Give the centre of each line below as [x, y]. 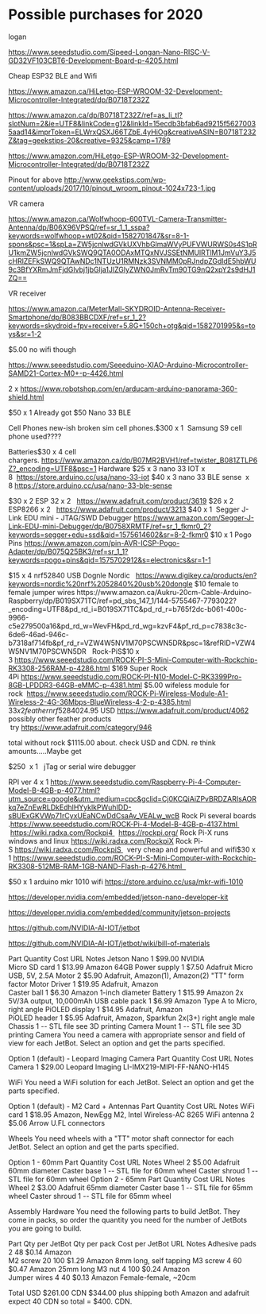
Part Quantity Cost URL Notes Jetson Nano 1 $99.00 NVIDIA [106, 958]
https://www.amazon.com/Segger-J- [194, 517]
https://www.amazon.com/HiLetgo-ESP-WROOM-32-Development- [119, 156]
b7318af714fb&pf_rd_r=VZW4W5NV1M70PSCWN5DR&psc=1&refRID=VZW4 [132, 643]
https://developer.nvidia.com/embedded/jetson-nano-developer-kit [118, 897]
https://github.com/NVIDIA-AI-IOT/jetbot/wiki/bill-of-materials [109, 943]
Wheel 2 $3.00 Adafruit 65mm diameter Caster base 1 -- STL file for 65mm [131, 1187]
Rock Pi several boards [219, 815]
